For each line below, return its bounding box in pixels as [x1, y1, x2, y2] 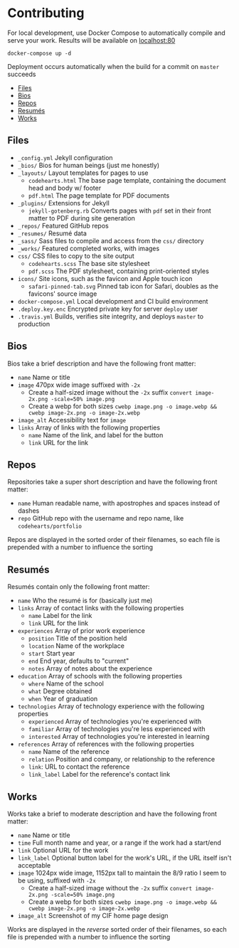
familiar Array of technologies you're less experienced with [28, 725, 206, 733]
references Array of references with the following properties [17, 740, 194, 748]
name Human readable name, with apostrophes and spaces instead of [17, 499, 221, 508]
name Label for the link [28, 612, 92, 620]
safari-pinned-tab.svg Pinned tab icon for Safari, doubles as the [28, 282, 219, 290]
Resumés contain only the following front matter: [7, 582, 150, 591]
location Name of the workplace [28, 641, 124, 650]
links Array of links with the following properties [17, 423, 161, 432]
